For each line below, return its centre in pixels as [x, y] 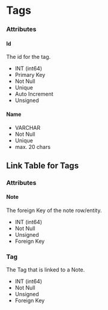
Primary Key [30, 75]
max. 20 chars [33, 147]
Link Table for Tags [43, 166]
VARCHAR [28, 127]
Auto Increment [34, 94]
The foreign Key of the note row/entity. [54, 210]
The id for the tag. [28, 57]
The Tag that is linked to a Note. [46, 270]
